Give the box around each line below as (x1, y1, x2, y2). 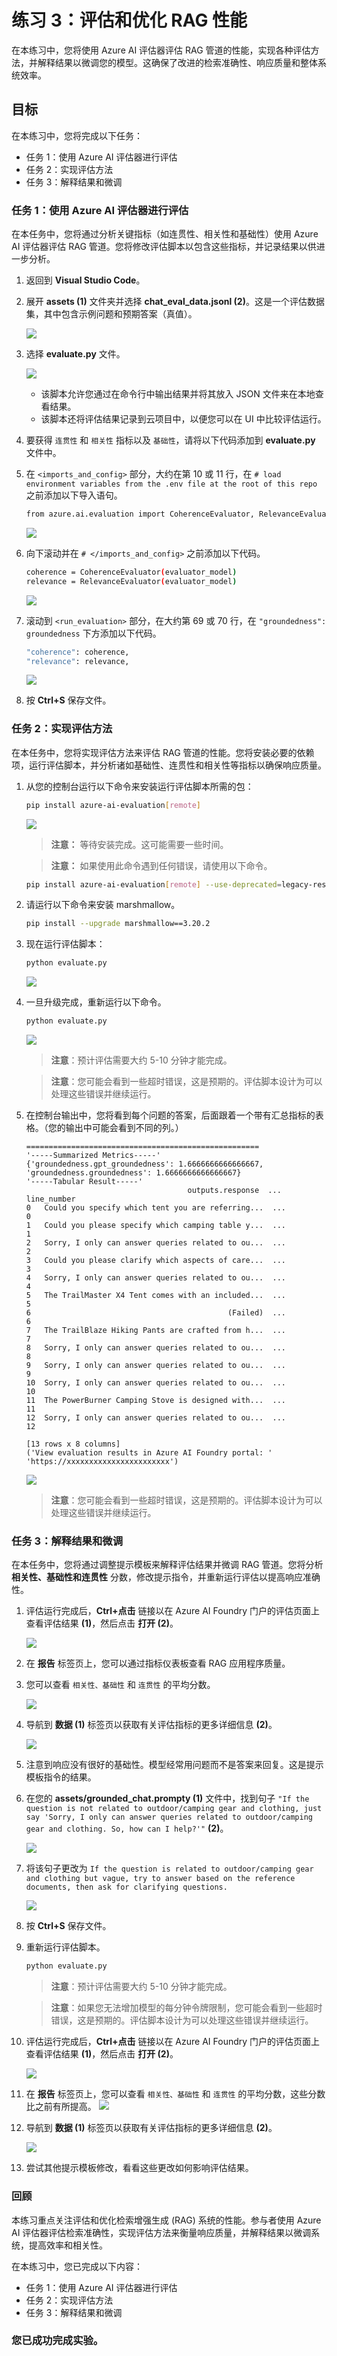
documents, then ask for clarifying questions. (25, 1882, 228, 1893)
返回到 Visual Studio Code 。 (25, 274, 146, 286)
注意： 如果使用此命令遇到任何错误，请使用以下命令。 (50, 859, 273, 871)
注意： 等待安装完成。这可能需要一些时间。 (50, 838, 229, 850)
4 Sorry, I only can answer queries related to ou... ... (25, 1273, 287, 1283)
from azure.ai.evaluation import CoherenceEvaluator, (25, 509, 255, 520)
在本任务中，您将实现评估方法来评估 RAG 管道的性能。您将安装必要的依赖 (11, 746, 315, 758)
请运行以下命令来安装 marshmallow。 (25, 899, 181, 911)
